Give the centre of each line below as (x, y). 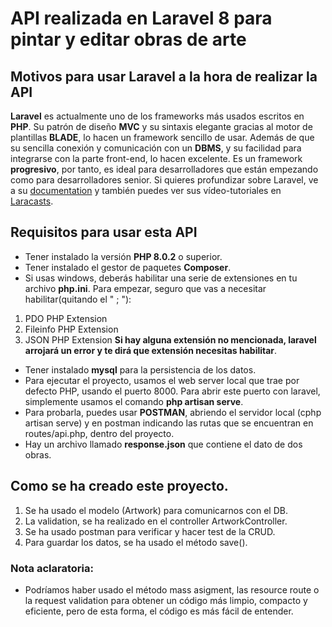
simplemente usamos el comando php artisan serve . (134, 401)
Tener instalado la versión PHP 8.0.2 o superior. (123, 256)
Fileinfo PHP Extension (71, 329)
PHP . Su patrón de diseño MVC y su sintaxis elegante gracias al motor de (161, 126)
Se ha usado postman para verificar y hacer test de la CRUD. (150, 531)
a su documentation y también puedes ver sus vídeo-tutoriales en (146, 190)
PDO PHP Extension (66, 318)
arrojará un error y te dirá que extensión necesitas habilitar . (151, 350)
